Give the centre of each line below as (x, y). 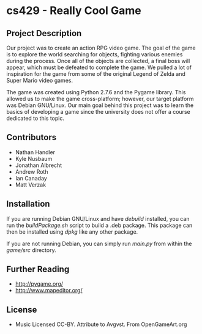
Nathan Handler (35, 152)
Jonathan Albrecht (39, 165)
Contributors (32, 137)
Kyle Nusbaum (34, 158)
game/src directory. (31, 250)
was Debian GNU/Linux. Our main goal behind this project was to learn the (100, 105)
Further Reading (38, 269)
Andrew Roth (32, 171)
